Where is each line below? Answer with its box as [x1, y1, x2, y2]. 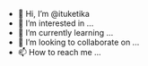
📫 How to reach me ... [17, 47, 101, 57]
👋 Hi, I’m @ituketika [17, 9, 90, 19]
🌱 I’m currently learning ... [17, 28, 114, 37]
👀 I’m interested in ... [17, 18, 94, 29]
